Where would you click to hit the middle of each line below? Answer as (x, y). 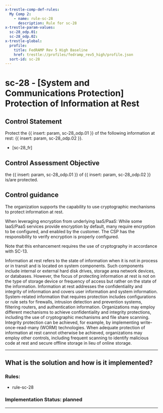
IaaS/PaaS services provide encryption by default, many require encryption (80, 226)
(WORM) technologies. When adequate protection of (93, 327)
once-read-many (22, 327)
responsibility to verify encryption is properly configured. (62, 237)
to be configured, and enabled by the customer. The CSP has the (70, 231)
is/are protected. (22, 180)
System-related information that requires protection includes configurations (81, 297)
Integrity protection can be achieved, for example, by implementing (72, 322)
